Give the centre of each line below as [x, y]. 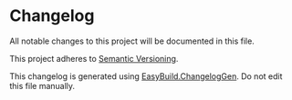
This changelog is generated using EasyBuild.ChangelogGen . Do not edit [146, 76]
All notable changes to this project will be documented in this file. [132, 41]
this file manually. [42, 85]
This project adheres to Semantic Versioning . [94, 58]
